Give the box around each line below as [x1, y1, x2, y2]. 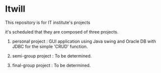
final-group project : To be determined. [12, 62, 91, 68]
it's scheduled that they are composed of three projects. [5, 29, 118, 35]
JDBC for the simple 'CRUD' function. [12, 43, 88, 49]
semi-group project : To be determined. [12, 53, 92, 59]
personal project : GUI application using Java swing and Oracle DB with [12, 38, 157, 44]
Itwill [5, 3, 25, 15]
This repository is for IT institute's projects [5, 19, 91, 25]
